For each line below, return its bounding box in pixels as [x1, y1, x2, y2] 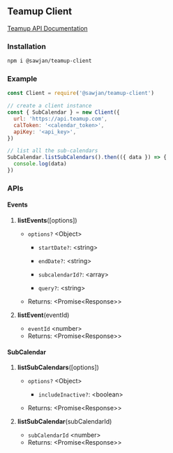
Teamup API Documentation [7, 24, 89, 32]
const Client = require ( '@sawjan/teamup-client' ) [7, 90, 155, 97]
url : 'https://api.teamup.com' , [13, 115, 108, 122]
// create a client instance [7, 103, 92, 110]
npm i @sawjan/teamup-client [7, 57, 92, 65]
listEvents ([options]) [17, 216, 78, 225]
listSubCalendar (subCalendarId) [17, 417, 112, 426]
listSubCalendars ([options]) [17, 363, 100, 372]
